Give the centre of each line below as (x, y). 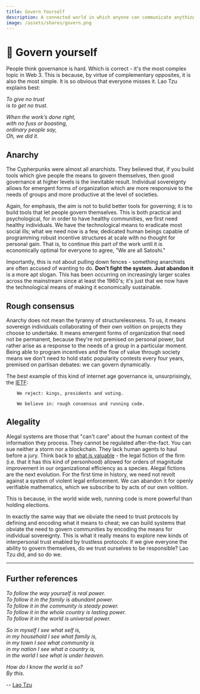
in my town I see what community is (50, 642)
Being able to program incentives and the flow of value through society (93, 351)
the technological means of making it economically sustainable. (84, 287)
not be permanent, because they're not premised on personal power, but (95, 339)
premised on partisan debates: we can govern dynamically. (79, 365)
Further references (42, 579)
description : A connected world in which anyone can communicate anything (101, 17)
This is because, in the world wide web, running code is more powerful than (99, 499)
